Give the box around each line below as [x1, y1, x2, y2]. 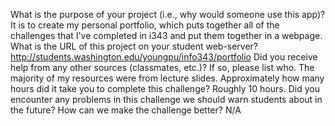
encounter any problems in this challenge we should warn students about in [10, 94, 323, 105]
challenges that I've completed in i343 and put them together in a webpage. [10, 30, 323, 41]
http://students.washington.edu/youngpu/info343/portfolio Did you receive [10, 51, 318, 63]
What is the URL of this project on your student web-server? [10, 40, 259, 52]
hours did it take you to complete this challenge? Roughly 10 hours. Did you [10, 83, 320, 94]
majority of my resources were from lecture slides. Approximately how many [10, 72, 325, 84]
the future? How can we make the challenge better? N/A [10, 104, 242, 116]
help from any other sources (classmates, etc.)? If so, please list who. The [10, 62, 315, 73]
